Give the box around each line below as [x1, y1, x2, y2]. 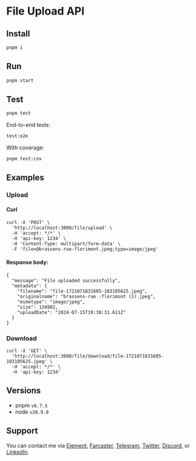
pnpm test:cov [6, 156, 42, 162]
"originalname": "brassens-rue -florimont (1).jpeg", [17, 293, 156, 299]
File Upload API [6, 4, 85, 18]
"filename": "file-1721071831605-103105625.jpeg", [17, 288, 148, 294]
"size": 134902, [17, 304, 59, 310]
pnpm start [6, 77, 34, 83]
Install [6, 29, 30, 39]
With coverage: [6, 144, 44, 151]
